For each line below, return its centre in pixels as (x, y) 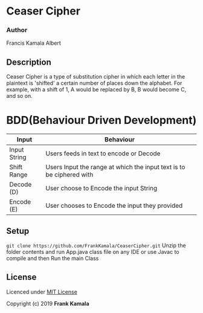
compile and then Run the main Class (53, 259)
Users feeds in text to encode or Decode (103, 153)
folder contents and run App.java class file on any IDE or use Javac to (93, 252)
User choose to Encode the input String (101, 189)
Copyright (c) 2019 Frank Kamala (48, 303)
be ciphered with (69, 175)
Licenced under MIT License (42, 292)
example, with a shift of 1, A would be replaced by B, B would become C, (96, 89)
